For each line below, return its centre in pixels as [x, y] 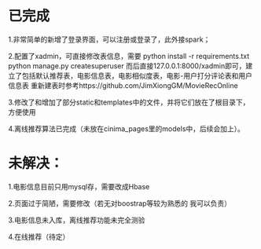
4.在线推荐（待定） [39, 236]
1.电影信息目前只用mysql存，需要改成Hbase [79, 186]
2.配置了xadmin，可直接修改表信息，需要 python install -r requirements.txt [129, 56]
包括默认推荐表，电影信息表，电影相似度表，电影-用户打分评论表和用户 [137, 75]
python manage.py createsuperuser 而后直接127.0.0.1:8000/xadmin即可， [127, 66]
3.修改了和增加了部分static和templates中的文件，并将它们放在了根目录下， [129, 102]
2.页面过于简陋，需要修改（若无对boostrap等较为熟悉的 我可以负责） [120, 203]
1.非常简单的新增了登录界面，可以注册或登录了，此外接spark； [109, 39]
